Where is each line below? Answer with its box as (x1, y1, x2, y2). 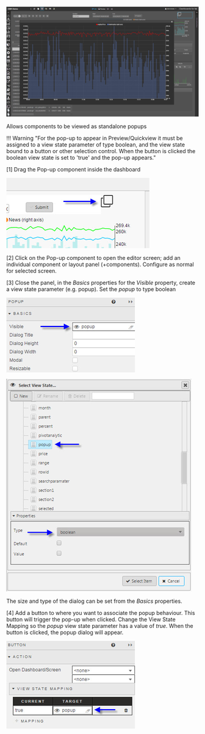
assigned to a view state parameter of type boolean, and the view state (6, 141, 185, 148)
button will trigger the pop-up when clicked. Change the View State (6, 616, 176, 623)
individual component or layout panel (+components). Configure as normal (6, 261, 194, 268)
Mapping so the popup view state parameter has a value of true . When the (6, 622, 193, 629)
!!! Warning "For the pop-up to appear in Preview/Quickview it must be (6, 134, 183, 142)
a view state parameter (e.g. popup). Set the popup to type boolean (6, 285, 176, 293)
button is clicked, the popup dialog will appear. (6, 628, 124, 636)
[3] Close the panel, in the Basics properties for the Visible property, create (6, 279, 195, 286)
